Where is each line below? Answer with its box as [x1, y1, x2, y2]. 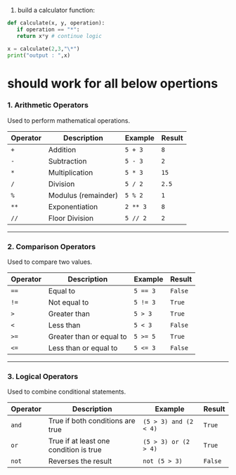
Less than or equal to [48, 343, 118, 353]
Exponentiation [48, 201, 98, 211]
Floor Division [48, 213, 94, 223]
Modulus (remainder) [48, 190, 119, 200]
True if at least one [48, 436, 110, 446]
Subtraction [48, 156, 87, 166]
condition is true [48, 445, 102, 455]
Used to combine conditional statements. [7, 387, 126, 396]
